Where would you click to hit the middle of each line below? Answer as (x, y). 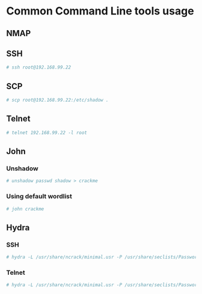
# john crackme (25, 209)
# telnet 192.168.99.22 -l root (47, 133)
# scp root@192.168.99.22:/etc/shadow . (58, 100)
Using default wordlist (39, 197)
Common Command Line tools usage (100, 11)
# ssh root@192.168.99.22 (38, 67)
